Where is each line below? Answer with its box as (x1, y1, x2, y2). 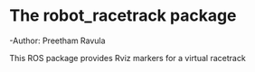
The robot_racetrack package (9, 5, 237, 26)
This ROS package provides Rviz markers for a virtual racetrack (9, 52, 246, 63)
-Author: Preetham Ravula (9, 35, 106, 46)
